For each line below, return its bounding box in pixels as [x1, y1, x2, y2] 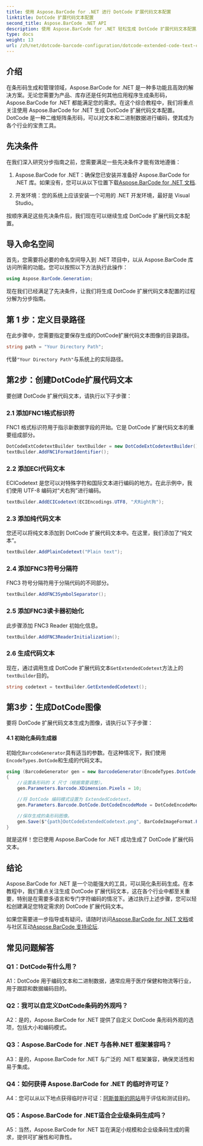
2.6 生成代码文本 [6, 649, 55, 657]
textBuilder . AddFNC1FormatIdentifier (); [6, 449, 110, 455]
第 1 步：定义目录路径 [6, 314, 85, 324]
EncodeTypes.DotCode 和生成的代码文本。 [6, 756, 106, 763]
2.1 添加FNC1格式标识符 [6, 409, 75, 417]
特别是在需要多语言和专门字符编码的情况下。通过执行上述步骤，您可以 [16, 895, 192, 903]
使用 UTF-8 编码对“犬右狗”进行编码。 [11, 487, 105, 494]
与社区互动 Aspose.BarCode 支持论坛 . [6, 923, 100, 930]
